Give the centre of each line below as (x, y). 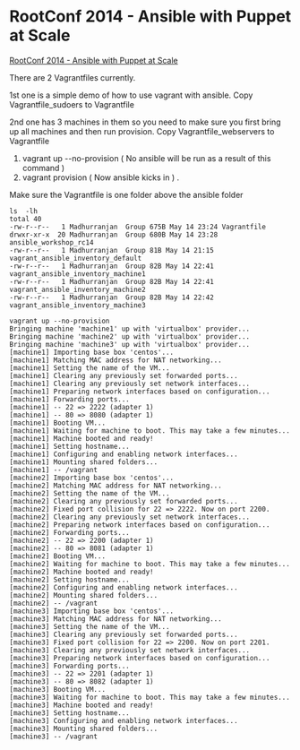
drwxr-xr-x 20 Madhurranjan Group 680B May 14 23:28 (114, 235)
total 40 (26, 219)
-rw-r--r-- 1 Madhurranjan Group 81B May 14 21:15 (112, 250)
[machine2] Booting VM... (57, 556)
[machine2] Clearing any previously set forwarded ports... (124, 501)
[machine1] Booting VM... (57, 423)
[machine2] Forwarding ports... (69, 532)
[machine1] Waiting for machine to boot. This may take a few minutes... (150, 431)
